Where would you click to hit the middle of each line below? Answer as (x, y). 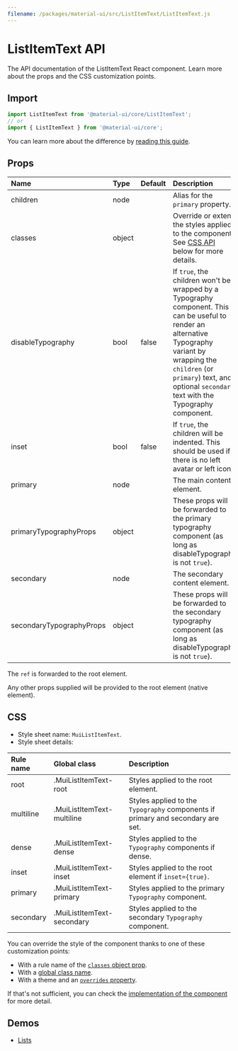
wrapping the (195, 360)
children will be (198, 433)
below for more (198, 251)
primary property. (202, 204)
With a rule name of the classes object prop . (82, 965)
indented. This (197, 442)
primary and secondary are (174, 818)
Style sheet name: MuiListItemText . (69, 734)
